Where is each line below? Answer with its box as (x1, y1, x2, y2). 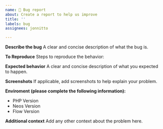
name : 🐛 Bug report (5, 7, 46, 12)
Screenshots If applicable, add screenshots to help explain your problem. (5, 78, 157, 84)
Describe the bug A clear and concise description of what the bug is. (5, 44, 148, 50)
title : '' (5, 16, 26, 21)
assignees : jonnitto (5, 26, 49, 31)
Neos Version (12, 103, 41, 109)
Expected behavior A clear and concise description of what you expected (5, 63, 158, 69)
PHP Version (12, 98, 39, 104)
